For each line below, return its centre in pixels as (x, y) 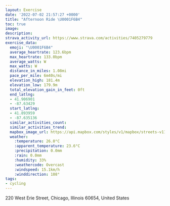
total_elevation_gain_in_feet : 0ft (47, 90)
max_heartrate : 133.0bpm (36, 57)
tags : (11, 179)
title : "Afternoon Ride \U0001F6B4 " (44, 19)
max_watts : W (24, 66)
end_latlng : (23, 94)
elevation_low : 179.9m (34, 85)
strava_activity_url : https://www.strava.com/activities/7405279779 (79, 38)
